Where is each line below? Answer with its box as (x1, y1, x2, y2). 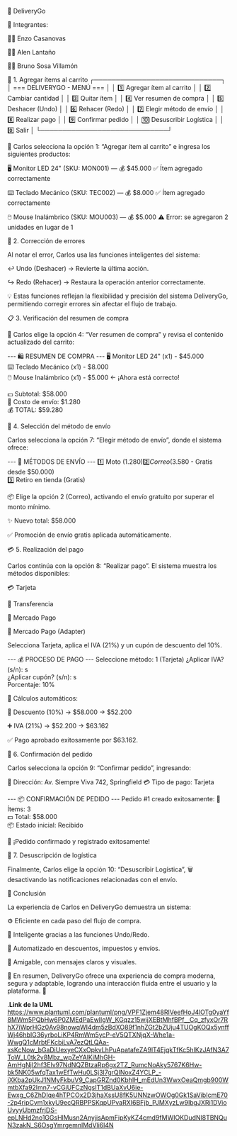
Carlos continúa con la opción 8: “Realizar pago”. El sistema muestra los (7, 562, 217, 570)
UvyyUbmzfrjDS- (7, 1106, 58, 1114)
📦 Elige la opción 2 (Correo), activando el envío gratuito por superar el (7, 493, 214, 501)
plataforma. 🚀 (7, 986, 47, 995)
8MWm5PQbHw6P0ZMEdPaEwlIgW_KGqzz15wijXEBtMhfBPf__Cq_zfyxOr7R (7, 1015, 229, 1024)
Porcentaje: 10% (7, 681, 55, 689)
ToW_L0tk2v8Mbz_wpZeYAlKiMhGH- (7, 1053, 116, 1062)
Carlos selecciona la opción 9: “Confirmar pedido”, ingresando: (7, 764, 191, 772)
